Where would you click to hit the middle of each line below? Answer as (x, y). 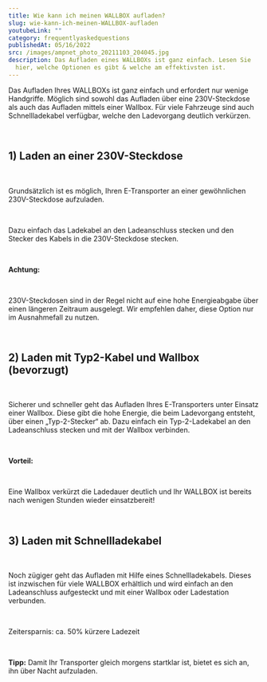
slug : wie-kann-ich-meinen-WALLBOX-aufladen (83, 23)
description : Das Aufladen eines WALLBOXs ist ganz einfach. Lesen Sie (130, 61)
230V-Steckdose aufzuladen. (57, 199)
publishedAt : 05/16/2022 (49, 45)
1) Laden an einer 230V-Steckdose (96, 156)
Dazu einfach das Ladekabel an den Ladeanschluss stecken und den (121, 230)
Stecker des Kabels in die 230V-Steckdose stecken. (94, 238)
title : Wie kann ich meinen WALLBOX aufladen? (87, 16)
